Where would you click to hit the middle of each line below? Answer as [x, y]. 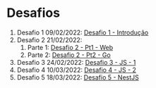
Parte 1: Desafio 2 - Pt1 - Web [70, 47]
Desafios [34, 13]
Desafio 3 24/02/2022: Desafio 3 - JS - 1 [76, 62]
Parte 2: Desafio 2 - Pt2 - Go [69, 55]
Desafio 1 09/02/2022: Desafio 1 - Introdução [83, 32]
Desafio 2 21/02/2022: [49, 39]
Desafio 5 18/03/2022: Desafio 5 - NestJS [78, 77]
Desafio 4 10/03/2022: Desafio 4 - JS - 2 [77, 70]
